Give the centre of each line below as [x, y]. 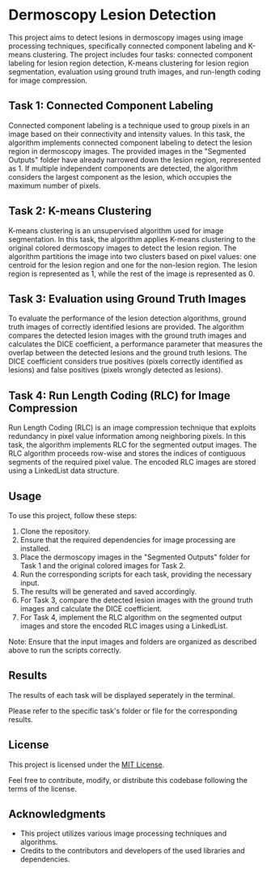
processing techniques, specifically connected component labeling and [127, 45]
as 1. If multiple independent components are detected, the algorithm [123, 168]
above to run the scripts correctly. [65, 650]
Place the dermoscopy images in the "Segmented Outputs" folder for [135, 557]
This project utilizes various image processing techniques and [123, 834]
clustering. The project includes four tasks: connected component [143, 54]
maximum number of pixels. [55, 185]
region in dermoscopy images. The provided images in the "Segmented [127, 151]
